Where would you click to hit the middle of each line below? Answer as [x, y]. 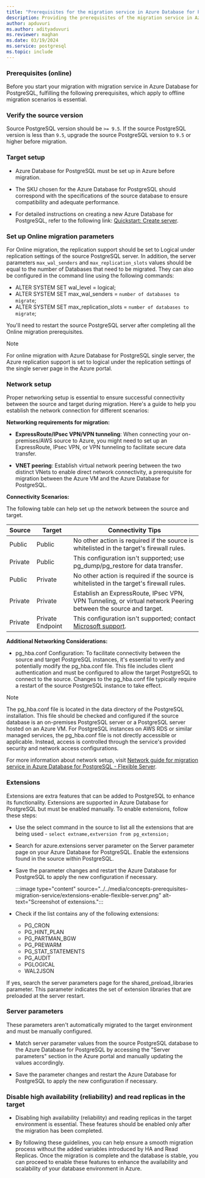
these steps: [22, 815]
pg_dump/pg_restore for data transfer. [128, 566]
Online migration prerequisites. [45, 331]
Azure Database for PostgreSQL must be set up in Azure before [95, 171]
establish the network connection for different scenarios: [78, 411]
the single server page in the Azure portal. [59, 368]
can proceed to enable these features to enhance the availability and [101, 1162]
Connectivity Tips [135, 531]
